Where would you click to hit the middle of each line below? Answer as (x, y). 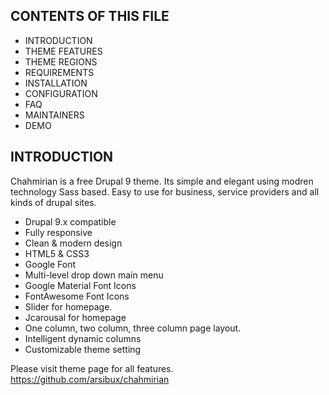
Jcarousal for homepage (75, 317)
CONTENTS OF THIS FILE (90, 16)
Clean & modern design (73, 243)
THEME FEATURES (63, 51)
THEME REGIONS (61, 61)
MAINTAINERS (54, 115)
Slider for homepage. (68, 306)
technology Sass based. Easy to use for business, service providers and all (165, 191)
